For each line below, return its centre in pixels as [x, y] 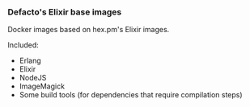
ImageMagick [42, 86]
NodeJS [33, 78]
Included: [23, 45]
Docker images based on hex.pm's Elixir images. [89, 30]
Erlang [30, 61]
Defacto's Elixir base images [65, 12]
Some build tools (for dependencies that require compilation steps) [131, 95]
